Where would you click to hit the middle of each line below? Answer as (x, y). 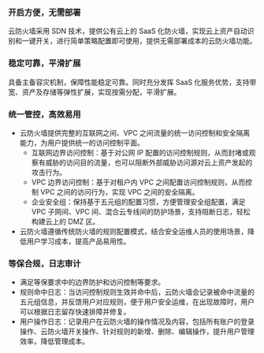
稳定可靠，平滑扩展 (45, 63)
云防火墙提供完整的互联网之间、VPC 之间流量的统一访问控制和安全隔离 (135, 132)
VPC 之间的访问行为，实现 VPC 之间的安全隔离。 (120, 191)
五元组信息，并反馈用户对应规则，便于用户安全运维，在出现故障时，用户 (137, 302)
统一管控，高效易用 (45, 114)
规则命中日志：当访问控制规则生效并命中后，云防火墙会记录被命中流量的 (137, 292)
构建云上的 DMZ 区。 (65, 221)
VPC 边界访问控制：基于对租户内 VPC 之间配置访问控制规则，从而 (138, 182)
